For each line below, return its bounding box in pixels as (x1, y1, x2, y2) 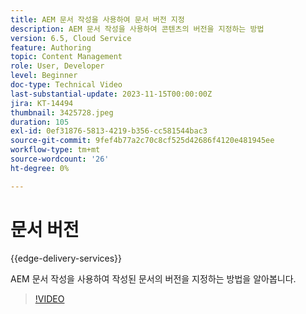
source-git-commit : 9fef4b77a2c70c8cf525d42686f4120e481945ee (10, 136, 275, 146)
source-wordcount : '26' (10, 154, 110, 164)
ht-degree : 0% (10, 163, 70, 173)
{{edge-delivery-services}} (10, 252, 123, 264)
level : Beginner (10, 71, 78, 81)
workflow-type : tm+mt (10, 145, 101, 155)
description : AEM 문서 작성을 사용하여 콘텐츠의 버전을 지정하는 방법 (10, 24, 265, 34)
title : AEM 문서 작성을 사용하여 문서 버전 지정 (10, 14, 185, 25)
